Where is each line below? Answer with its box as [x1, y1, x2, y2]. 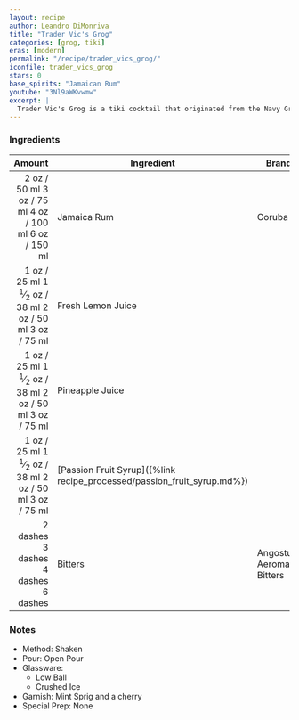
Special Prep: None [21, 700, 93, 711]
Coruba [256, 210, 289, 223]
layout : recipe [9, 12, 66, 22]
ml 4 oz [17, 205, 49, 217]
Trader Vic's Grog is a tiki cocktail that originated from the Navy [17, 104, 280, 113]
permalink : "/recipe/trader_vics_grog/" [9, 54, 162, 63]
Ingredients [9, 134, 61, 146]
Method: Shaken [21, 643, 83, 655]
